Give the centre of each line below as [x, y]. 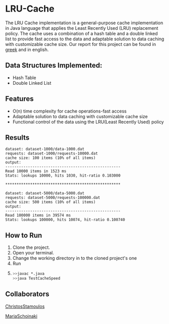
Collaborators [27, 294]
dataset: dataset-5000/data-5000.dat [45, 193]
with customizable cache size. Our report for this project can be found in [81, 44]
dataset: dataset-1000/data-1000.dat [45, 149]
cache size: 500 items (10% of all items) [50, 202]
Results [17, 138]
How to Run [24, 235]
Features [19, 99]
